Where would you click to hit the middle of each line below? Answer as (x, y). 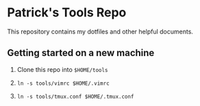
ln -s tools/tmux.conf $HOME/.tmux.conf (75, 96)
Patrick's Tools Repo (67, 13)
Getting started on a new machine (81, 53)
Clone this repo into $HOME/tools (62, 69)
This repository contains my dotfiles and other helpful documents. (100, 31)
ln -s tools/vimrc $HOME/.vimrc (63, 83)
